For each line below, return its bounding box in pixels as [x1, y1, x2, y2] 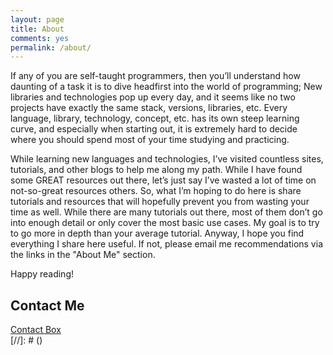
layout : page [10, 14, 65, 25]
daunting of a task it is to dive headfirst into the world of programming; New [10, 81, 323, 93]
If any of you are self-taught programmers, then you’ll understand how [10, 70, 301, 82]
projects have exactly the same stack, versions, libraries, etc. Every [10, 102, 288, 114]
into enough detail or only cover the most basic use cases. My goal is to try [10, 217, 320, 229]
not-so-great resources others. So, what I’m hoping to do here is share [10, 185, 302, 197]
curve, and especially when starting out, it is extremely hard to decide [10, 123, 298, 135]
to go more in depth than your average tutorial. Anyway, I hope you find [10, 227, 305, 240]
